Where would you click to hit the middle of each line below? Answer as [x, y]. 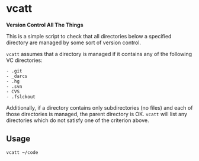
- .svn [14, 86]
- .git [14, 71]
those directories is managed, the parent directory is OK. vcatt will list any [97, 114]
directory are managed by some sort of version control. [73, 42]
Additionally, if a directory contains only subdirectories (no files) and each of [99, 107]
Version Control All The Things [45, 25]
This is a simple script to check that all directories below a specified [89, 36]
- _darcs [17, 76]
